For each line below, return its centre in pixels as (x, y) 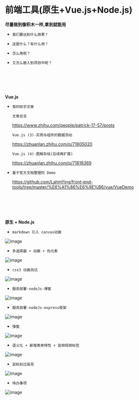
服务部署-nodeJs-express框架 (39, 307)
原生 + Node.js (20, 222)
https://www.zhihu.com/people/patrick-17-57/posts (63, 125)
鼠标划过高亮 (23, 364)
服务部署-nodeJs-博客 (32, 289)
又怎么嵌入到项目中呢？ (32, 63)
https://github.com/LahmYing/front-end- (52, 182)
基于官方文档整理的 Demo (34, 173)
